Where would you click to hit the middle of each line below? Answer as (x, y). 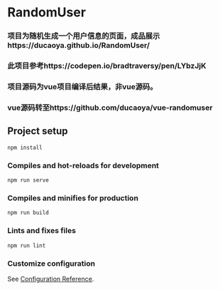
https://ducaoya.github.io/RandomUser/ (79, 46)
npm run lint (27, 245)
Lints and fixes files (42, 231)
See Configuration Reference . (51, 279)
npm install (25, 147)
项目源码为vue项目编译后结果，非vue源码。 (82, 86)
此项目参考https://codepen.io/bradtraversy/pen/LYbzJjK (107, 66)
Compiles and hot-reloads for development (83, 165)
